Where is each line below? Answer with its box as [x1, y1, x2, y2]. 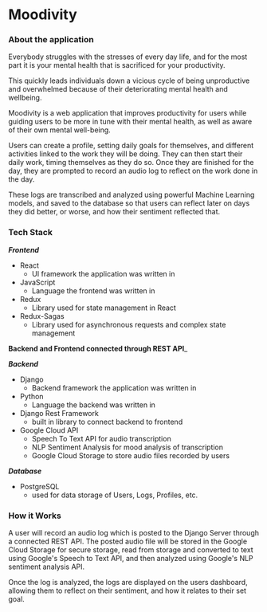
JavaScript [19, 277, 56, 287]
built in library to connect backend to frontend [31, 417, 183, 426]
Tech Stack [8, 227, 53, 238]
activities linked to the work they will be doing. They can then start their [8, 149, 243, 159]
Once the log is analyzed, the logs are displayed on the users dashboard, [8, 578, 249, 587]
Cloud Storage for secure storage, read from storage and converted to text [8, 545, 253, 555]
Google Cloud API [19, 425, 79, 435]
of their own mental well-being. [8, 125, 112, 135]
